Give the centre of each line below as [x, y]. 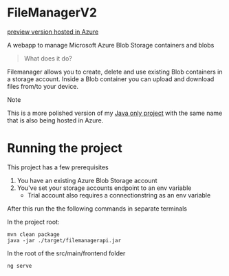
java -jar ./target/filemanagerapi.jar [64, 240]
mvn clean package [33, 234]
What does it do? [48, 58]
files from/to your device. [43, 86]
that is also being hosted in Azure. [55, 120]
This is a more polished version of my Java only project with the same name [115, 113]
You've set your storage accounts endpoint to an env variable [104, 188]
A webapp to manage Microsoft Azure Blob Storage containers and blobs [111, 45]
